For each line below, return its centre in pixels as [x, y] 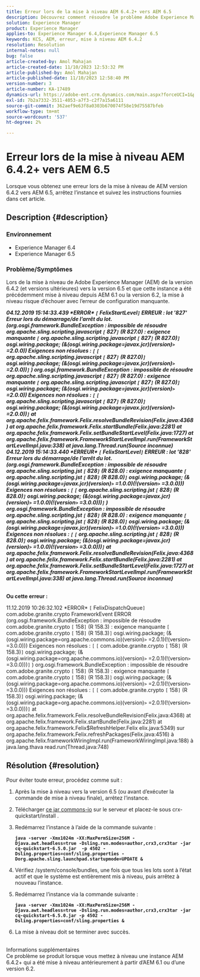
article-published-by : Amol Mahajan [51, 73]
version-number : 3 [29, 84]
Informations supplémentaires [43, 950]
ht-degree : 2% [24, 123]
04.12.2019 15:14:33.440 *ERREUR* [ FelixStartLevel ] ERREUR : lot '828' [99, 452]
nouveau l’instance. [39, 882]
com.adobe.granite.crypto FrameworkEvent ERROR [69, 614]
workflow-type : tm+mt [33, 111]
